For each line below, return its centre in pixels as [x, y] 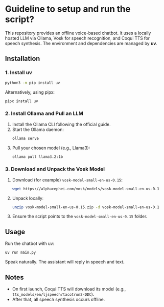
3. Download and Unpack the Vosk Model [55, 169]
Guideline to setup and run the [68, 9]
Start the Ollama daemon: [38, 129]
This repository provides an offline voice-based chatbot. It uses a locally [78, 33]
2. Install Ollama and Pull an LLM [44, 113]
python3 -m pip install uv [33, 83]
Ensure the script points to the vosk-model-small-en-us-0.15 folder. [80, 217]
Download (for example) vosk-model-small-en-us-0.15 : [67, 180]
